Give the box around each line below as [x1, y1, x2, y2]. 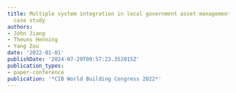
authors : [7, 23, 33, 30]
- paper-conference [7, 69, 65, 76]
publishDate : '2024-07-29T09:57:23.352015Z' [7, 56, 140, 63]
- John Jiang [7, 29, 46, 37]
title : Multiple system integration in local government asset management [7, 10, 231, 17]
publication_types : [7, 62, 65, 69]
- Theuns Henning [7, 36, 58, 43]
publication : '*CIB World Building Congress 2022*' [7, 75, 162, 83]
